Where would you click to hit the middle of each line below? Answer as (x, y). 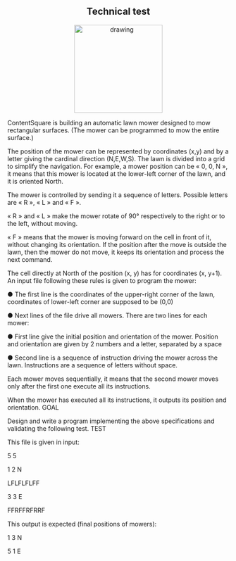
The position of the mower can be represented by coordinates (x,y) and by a (118, 151)
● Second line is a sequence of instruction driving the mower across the (113, 358)
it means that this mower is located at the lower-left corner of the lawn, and (117, 174)
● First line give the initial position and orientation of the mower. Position (113, 336)
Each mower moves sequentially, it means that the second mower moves (113, 379)
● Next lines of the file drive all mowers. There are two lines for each (107, 315)
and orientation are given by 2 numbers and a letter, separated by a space (114, 343)
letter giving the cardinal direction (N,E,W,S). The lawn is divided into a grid (116, 158)
